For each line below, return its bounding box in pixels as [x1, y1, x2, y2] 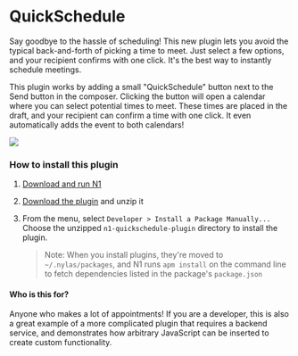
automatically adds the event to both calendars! [9, 119, 185, 130]
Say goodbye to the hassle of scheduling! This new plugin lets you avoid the [9, 36, 289, 46]
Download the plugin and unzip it [21, 196, 145, 207]
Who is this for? [9, 288, 70, 300]
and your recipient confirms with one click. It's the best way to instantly [9, 54, 272, 65]
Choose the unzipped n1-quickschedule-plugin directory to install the [21, 223, 278, 234]
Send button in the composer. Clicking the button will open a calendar [9, 91, 266, 102]
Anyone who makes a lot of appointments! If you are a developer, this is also [9, 309, 290, 319]
